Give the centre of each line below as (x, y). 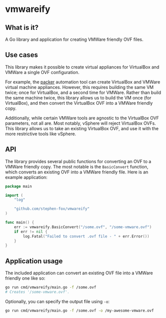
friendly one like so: (25, 278)
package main (19, 186)
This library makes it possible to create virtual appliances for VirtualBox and (82, 67)
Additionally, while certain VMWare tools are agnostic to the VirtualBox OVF (82, 118)
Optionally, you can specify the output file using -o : (57, 301)
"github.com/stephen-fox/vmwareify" (52, 209)
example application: (27, 177)
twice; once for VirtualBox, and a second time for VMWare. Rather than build (83, 92)
